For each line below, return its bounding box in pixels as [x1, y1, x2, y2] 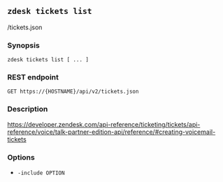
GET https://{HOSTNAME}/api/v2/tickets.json [7, 88, 139, 96]
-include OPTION [17, 169, 65, 176]
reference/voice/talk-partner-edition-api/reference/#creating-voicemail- [7, 128, 216, 136]
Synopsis [7, 40, 40, 50]
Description [7, 105, 48, 114]
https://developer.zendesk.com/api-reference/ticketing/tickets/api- [7, 120, 201, 128]
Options [7, 152, 35, 162]
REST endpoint [7, 73, 59, 82]
